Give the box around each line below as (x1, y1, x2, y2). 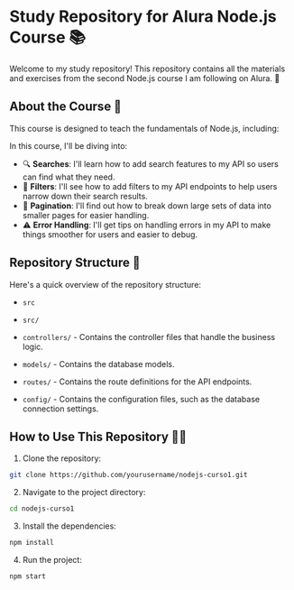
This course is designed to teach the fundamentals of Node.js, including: (9, 123, 280, 134)
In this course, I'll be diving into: (9, 140, 128, 151)
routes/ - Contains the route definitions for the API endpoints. (22, 376, 253, 387)
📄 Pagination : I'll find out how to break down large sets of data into (22, 200, 272, 211)
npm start (9, 572, 47, 581)
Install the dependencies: (22, 521, 117, 531)
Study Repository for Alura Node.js (9, 6, 277, 27)
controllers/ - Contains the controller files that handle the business (22, 331, 276, 342)
